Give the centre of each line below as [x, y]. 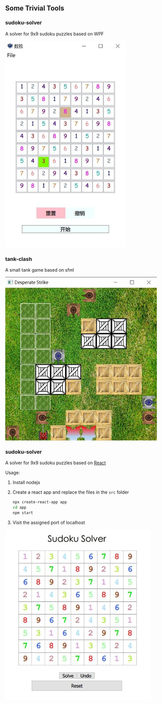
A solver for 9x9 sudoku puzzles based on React [56, 463]
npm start [23, 513]
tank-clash [19, 259]
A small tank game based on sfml [40, 270]
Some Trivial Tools [35, 8]
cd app [19, 508]
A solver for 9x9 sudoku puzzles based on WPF [55, 34]
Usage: [13, 473]
